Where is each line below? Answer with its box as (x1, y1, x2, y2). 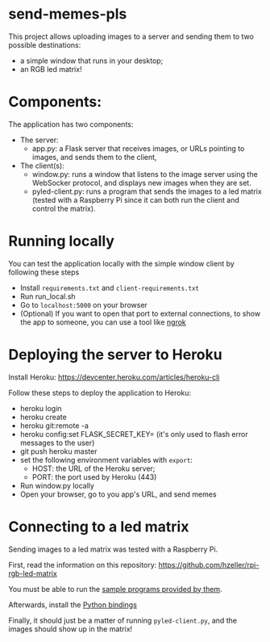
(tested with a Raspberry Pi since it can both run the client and (31, 195, 239, 204)
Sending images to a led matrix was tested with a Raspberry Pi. (8, 544, 218, 554)
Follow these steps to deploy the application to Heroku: (8, 388, 192, 397)
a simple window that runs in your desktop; (19, 56, 164, 65)
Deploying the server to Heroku (8, 346, 223, 363)
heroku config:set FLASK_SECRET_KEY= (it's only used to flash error (19, 429, 248, 438)
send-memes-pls (8, 5, 127, 23)
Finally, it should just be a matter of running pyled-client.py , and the (8, 615, 238, 625)
